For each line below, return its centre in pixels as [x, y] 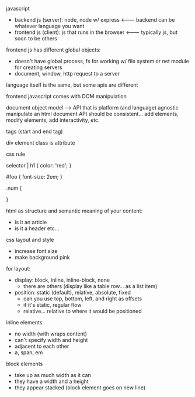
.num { [14, 188]
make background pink [42, 257]
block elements [25, 364]
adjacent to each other [42, 346]
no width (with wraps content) [51, 334]
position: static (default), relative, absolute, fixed [73, 292]
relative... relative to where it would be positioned [82, 311]
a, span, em [29, 352]
